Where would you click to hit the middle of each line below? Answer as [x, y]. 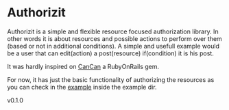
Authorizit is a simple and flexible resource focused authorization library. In [113, 31]
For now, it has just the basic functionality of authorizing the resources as [111, 79]
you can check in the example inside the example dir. [82, 87]
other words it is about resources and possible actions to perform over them [115, 38]
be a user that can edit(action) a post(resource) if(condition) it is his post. [110, 53]
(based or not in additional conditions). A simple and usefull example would [113, 46]
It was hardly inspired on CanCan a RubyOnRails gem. [83, 66]
